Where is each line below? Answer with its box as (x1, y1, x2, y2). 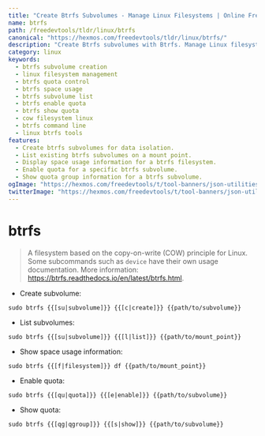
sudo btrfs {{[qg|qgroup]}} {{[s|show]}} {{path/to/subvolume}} (8, 420, 224, 428)
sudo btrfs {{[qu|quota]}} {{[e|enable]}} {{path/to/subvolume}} (8, 391, 227, 399)
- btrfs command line (15, 122, 87, 130)
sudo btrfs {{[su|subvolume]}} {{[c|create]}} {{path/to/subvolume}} (8, 303, 242, 312)
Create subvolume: (19, 288, 81, 298)
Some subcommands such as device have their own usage (27, 256, 219, 265)
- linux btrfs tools (15, 129, 83, 137)
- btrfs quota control (15, 77, 90, 85)
